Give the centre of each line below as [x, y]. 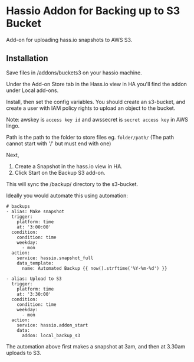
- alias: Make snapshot [35, 211]
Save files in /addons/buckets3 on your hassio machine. [74, 73]
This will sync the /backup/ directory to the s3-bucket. [72, 184]
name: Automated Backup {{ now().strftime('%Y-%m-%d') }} [94, 268]
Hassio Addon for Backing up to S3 [93, 11]
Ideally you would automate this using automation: [67, 195]
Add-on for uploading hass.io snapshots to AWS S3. [69, 40]
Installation [27, 58]
